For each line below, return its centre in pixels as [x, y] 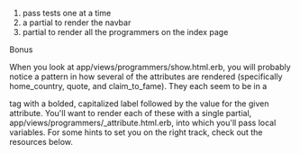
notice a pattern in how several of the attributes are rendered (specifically [146, 77]
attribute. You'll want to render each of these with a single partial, [131, 113]
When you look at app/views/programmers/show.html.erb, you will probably [150, 67]
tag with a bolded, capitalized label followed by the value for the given [139, 104]
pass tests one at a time [67, 13]
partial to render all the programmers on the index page [125, 32]
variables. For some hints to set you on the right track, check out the [136, 132]
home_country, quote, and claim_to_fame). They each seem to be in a [138, 86]
